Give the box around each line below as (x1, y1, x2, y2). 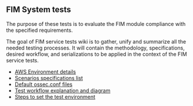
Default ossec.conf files (14, 81, 72, 88)
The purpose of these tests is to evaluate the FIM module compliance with (6, 20, 186, 27)
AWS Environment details (14, 68, 76, 75)
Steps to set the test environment (14, 93, 96, 100)
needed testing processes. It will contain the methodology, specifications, (6, 44, 185, 51)
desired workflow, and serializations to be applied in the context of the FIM (6, 50, 187, 58)
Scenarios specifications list (14, 74, 84, 81)
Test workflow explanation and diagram (14, 87, 111, 94)
